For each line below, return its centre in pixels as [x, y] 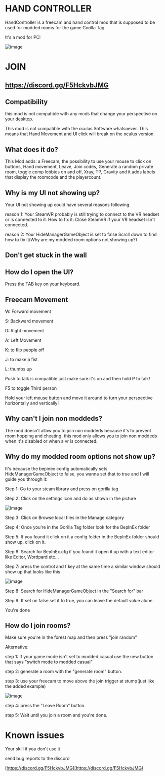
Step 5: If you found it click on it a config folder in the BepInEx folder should [82, 537]
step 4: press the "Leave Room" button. [45, 706]
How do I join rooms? [38, 625]
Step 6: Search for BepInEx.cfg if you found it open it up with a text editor [80, 551]
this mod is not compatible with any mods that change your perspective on [81, 114]
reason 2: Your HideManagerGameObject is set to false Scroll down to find [81, 234]
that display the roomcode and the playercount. [53, 177]
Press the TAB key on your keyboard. [43, 284]
